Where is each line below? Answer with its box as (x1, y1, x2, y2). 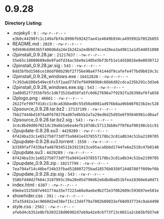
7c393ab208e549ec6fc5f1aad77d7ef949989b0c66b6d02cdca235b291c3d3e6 (12, 80, 159, 85)
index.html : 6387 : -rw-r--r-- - (12, 182, 78, 188)
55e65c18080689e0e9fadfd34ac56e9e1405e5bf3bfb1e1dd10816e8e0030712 (12, 58, 159, 63)
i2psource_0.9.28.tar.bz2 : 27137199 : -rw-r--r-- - (12, 106, 117, 112)
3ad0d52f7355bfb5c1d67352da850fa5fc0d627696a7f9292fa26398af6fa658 (12, 90, 159, 95)
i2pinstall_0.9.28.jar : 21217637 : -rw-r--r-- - (12, 52, 105, 58)
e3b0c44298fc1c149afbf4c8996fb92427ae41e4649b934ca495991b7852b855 (12, 36, 159, 41)
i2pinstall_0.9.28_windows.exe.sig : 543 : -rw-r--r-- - (12, 84, 125, 90)
